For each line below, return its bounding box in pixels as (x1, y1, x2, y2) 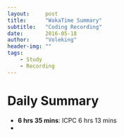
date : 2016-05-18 (7, 30, 77, 37)
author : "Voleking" (7, 37, 77, 44)
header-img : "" (7, 43, 52, 50)
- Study (20, 56, 42, 63)
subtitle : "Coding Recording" (7, 23, 102, 30)
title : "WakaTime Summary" (7, 17, 102, 24)
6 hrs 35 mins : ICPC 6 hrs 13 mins (17, 116, 118, 124)
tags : (7, 50, 23, 57)
